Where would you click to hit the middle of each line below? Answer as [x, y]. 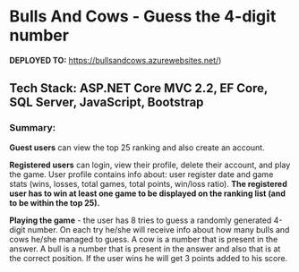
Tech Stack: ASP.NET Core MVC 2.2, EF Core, [139, 88]
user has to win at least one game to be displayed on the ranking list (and [148, 193]
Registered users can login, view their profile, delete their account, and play [150, 165]
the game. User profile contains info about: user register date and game [141, 174]
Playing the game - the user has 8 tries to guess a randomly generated [141, 220]
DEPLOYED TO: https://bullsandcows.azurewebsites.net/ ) [115, 60]
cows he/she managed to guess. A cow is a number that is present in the [144, 239]
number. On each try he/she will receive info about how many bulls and [158, 229]
